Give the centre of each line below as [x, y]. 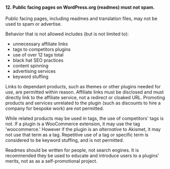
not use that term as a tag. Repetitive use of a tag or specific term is [77, 135]
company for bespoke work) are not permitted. [55, 108]
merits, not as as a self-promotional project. [51, 161]
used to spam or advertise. [34, 24]
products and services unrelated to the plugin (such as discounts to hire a [83, 103]
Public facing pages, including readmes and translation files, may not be [81, 18]
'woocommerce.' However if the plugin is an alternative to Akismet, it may [83, 129]
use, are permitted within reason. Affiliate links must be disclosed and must [84, 92]
